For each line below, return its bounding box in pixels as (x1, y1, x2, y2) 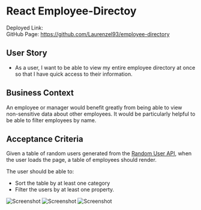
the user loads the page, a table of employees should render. (6, 156, 157, 164)
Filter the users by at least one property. (14, 186, 115, 193)
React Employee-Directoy (6, 4, 137, 18)
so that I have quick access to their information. (14, 70, 133, 78)
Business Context (6, 88, 74, 98)
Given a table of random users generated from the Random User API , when (6, 150, 192, 157)
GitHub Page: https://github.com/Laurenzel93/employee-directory (6, 30, 170, 37)
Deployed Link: (6, 24, 43, 31)
